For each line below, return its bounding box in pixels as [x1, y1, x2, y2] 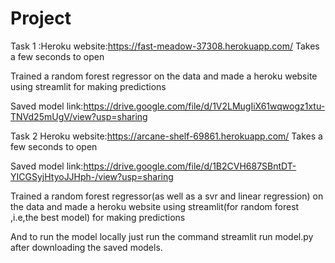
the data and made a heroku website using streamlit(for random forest [10, 200, 300, 212]
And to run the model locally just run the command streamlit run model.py [10, 230, 314, 242]
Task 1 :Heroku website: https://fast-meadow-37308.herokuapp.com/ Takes [10, 40, 320, 52]
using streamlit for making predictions [10, 80, 167, 92]
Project [10, 7, 72, 30]
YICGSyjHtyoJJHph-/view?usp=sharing [10, 170, 174, 182]
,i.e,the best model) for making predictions [10, 211, 186, 223]
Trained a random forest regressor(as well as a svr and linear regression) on [10, 190, 324, 202]
